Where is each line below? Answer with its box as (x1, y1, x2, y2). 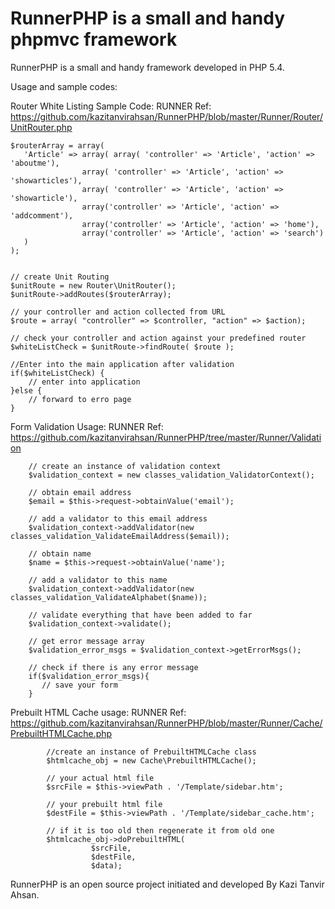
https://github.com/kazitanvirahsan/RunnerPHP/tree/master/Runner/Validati (10, 431, 322, 443)
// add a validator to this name (28, 575, 168, 585)
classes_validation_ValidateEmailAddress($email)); (10, 531, 230, 541)
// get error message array (28, 636, 145, 646)
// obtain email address (28, 487, 132, 497)
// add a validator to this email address (28, 513, 208, 524)
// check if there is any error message (28, 662, 199, 672)
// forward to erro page (28, 394, 132, 404)
